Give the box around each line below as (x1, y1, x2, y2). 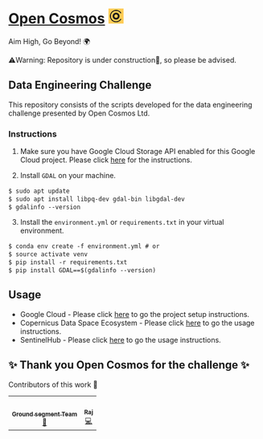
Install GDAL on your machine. (19, 171, 117, 181)
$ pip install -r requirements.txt (8, 258, 128, 266)
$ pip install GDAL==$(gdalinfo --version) (8, 266, 157, 274)
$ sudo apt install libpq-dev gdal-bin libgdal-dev (8, 195, 185, 204)
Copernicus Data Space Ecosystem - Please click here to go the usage (19, 318, 255, 327)
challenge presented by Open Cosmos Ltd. (8, 108, 150, 118)
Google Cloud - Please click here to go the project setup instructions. (19, 309, 250, 319)
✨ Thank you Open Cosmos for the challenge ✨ (8, 358, 250, 372)
